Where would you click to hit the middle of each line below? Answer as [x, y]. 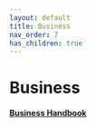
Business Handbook [48, 113]
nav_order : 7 [34, 34]
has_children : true [46, 43]
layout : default [40, 18]
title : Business [40, 26]
